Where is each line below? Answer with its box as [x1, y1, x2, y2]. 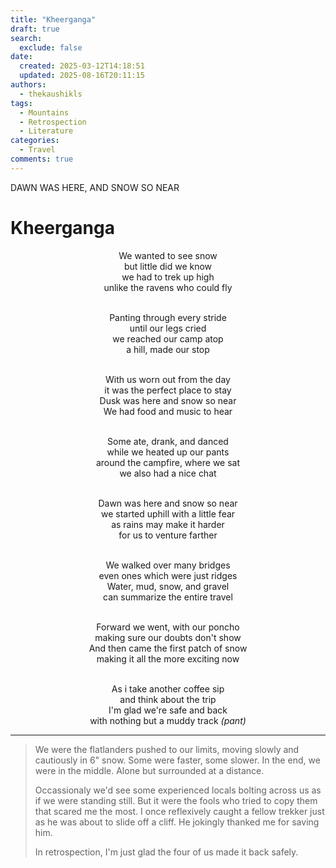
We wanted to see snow [118, 249, 218, 261]
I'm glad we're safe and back [108, 704, 228, 716]
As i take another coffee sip [111, 682, 225, 695]
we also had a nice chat [119, 467, 217, 479]
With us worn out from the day [105, 373, 231, 385]
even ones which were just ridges [98, 569, 238, 581]
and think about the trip [119, 693, 217, 705]
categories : [10, 136, 60, 146]
